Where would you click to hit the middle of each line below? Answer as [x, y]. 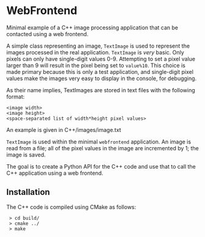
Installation [28, 192]
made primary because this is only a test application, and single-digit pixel [100, 71]
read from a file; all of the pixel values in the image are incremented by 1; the [102, 148]
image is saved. [26, 155]
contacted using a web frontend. [47, 34]
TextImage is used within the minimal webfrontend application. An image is [99, 142]
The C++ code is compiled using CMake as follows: [71, 207]
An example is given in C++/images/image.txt [64, 129]
